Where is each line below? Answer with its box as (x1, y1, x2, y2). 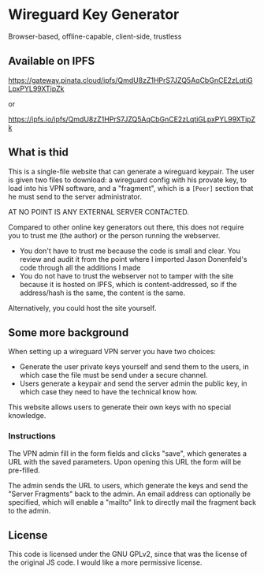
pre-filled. (8, 465, 41, 475)
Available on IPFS (8, 54, 95, 68)
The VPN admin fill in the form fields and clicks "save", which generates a (8, 448, 247, 458)
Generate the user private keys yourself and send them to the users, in (19, 362, 250, 372)
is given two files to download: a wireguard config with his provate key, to (8, 175, 247, 185)
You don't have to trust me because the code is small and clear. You (19, 246, 240, 256)
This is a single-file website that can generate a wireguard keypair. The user (8, 166, 255, 176)
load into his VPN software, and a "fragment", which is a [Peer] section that (8, 183, 254, 192)
